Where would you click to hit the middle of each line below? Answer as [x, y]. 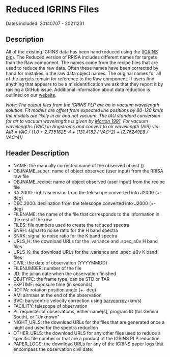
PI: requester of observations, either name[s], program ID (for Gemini [86, 311]
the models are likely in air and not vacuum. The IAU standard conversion [83, 115]
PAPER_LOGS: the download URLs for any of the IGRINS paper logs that [88, 344]
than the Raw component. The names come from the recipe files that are [82, 63]
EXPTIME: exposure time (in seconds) [53, 284]
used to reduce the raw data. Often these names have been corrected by [82, 68]
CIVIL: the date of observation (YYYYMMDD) [60, 262]
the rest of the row [33, 219]
